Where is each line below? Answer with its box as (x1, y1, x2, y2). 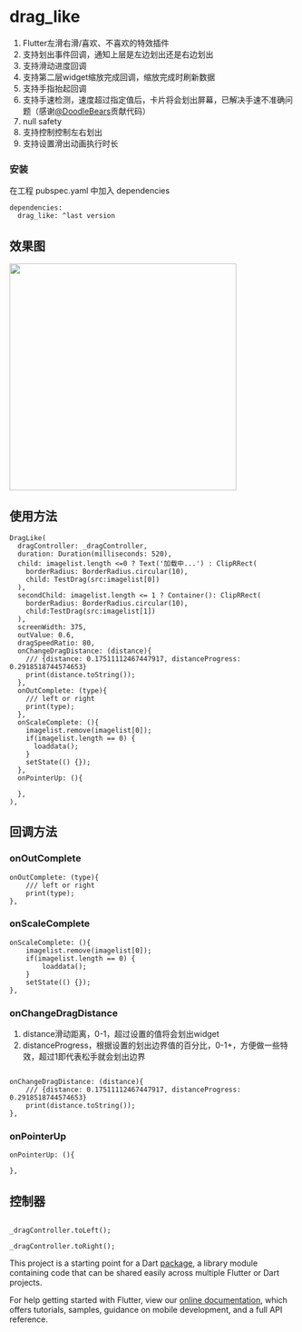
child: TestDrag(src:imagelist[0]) (25, 575, 161, 584)
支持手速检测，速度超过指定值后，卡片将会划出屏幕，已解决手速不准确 (22, 94, 286, 105)
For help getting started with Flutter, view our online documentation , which (9, 1295, 288, 1306)
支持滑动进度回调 (22, 60, 87, 71)
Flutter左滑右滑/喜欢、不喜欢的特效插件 (22, 37, 170, 48)
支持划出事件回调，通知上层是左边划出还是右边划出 (22, 48, 214, 60)
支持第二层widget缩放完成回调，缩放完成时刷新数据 (22, 71, 216, 83)
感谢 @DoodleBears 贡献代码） (38, 105, 151, 116)
